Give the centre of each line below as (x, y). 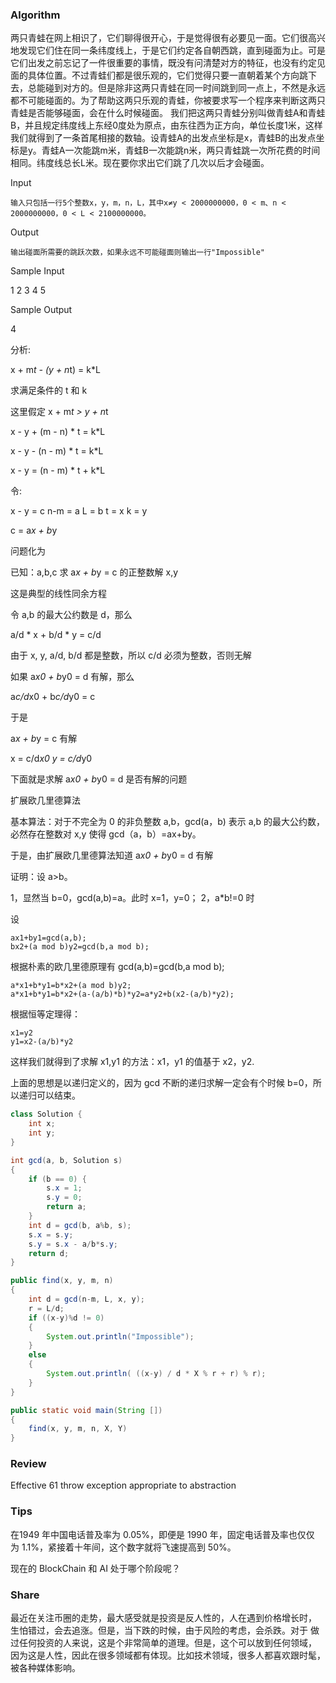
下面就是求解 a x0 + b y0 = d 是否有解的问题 (99, 779)
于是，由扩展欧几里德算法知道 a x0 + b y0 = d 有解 (112, 855)
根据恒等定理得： (45, 1014)
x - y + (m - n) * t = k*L (58, 432)
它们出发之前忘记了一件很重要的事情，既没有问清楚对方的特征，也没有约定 (163, 63)
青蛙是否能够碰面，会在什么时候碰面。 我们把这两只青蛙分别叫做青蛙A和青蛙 (168, 113)
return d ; (49, 1253)
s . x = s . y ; (51, 1234)
